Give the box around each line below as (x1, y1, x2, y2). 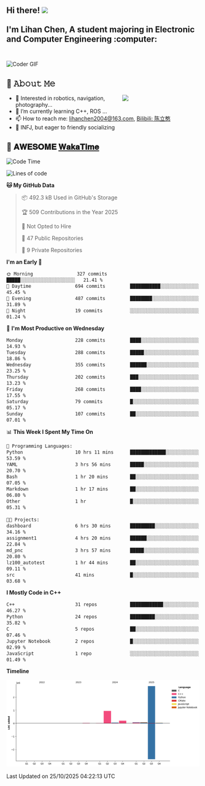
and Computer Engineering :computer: (6, 34, 158, 45)
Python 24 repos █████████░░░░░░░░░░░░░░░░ (6, 614, 199, 620)
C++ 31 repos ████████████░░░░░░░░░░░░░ (6, 601, 199, 608)
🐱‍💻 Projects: (6, 517, 40, 523)
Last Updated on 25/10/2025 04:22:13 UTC (6, 773, 115, 780)
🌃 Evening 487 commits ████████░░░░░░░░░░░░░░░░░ (6, 296, 199, 302)
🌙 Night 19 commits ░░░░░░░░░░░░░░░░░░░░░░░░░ (6, 308, 199, 314)
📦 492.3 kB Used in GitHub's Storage (21, 194, 118, 201)
